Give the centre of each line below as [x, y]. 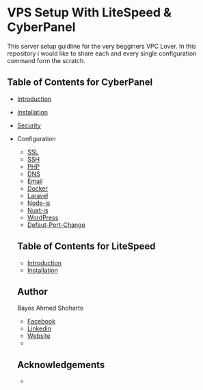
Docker [37, 188]
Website [39, 336]
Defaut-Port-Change [56, 225]
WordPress [43, 217]
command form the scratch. [46, 60]
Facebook [41, 321]
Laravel [38, 195]
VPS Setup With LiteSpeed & [90, 13]
